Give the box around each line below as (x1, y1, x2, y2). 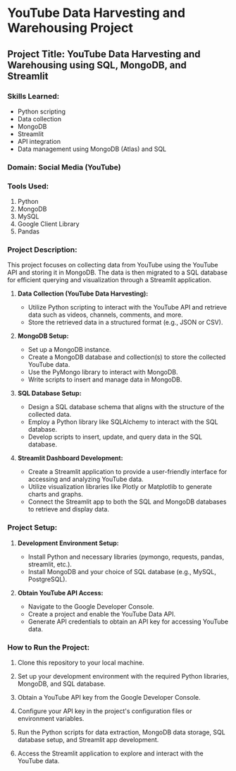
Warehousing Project (7, 20, 134, 36)
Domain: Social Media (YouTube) (7, 162, 121, 172)
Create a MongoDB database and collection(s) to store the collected (27, 353, 226, 361)
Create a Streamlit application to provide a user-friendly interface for (27, 468, 228, 476)
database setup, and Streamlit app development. (17, 735, 159, 743)
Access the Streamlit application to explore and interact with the (17, 749, 204, 758)
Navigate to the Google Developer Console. (27, 602, 154, 611)
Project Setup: (7, 523, 58, 533)
